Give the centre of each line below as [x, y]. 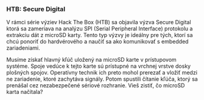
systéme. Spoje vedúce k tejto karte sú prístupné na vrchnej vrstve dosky [98, 66]
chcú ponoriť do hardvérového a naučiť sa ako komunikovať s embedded [97, 42]
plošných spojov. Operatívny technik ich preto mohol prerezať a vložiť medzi [102, 73]
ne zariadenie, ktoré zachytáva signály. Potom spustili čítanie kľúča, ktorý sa [102, 79]
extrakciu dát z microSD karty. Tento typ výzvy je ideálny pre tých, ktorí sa [100, 35]
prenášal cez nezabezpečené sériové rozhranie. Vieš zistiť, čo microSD [96, 85]
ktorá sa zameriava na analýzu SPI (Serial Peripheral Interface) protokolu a [100, 28]
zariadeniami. [23, 48]
